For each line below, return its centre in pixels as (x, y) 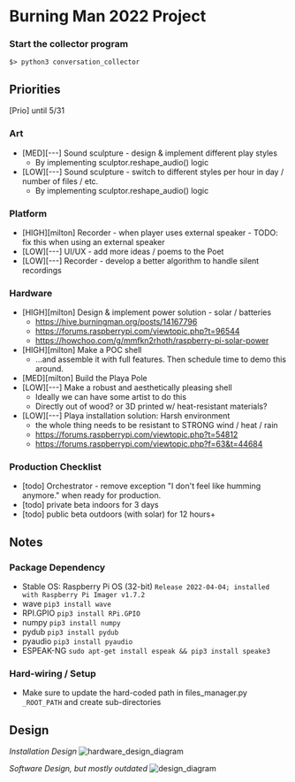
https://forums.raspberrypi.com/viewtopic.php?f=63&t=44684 (149, 444)
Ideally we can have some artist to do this (111, 397)
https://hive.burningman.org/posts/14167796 (116, 322)
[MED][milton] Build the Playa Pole (84, 379)
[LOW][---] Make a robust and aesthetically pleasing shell (127, 387)
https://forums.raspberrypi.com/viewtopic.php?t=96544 (137, 331)
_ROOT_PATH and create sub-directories (91, 702)
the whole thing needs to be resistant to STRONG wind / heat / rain (156, 425)
